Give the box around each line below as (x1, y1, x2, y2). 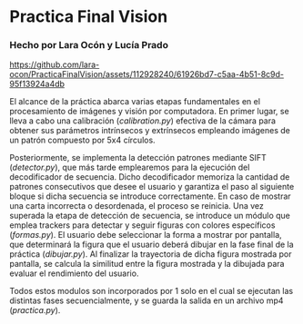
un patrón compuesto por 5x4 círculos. (9, 134, 157, 146)
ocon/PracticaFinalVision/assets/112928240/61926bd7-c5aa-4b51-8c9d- (9, 69, 285, 80)
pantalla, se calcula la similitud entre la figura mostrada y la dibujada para (9, 259, 285, 270)
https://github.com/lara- (9, 59, 100, 70)
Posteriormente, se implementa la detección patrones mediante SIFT (9, 152, 267, 163)
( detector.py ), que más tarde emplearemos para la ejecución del (9, 162, 250, 173)
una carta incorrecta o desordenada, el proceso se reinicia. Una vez (9, 201, 264, 211)
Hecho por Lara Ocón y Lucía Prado (9, 39, 168, 52)
